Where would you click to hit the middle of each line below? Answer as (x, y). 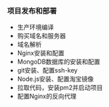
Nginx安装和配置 (41, 53)
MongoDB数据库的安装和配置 (59, 62)
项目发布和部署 (32, 10)
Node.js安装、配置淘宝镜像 (56, 79)
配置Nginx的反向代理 (47, 96)
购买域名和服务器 (41, 36)
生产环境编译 (35, 27)
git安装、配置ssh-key (47, 70)
